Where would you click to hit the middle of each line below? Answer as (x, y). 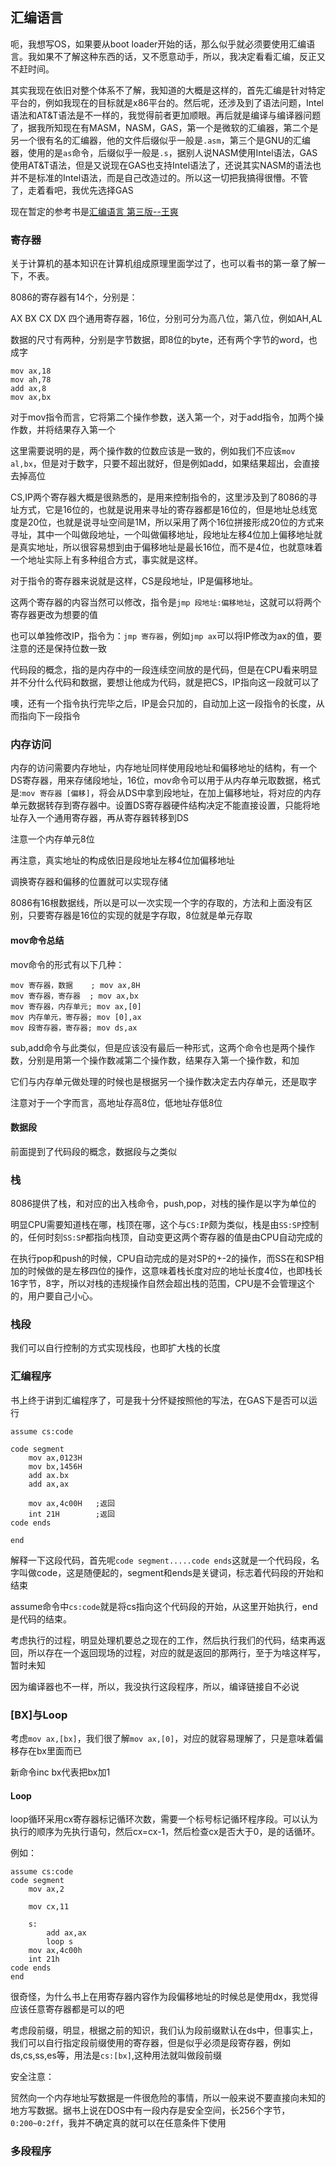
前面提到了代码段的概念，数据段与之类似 (93, 1151)
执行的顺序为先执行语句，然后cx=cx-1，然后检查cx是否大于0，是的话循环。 (165, 1832)
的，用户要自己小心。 (54, 1296)
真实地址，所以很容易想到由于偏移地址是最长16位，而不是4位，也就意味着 (170, 547)
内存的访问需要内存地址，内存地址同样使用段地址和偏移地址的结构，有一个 (163, 768)
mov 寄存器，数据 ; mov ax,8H (75, 985)
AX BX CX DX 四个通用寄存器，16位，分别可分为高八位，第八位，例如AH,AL (166, 319)
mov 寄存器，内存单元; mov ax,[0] (76, 1006)
